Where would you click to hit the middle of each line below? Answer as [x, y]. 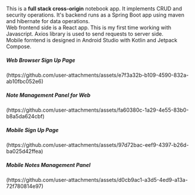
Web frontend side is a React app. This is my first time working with [89, 27]
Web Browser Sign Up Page [41, 60]
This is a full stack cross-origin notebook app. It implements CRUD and [94, 9]
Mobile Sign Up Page [32, 130]
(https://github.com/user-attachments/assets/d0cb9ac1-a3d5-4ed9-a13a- [97, 180]
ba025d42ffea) [25, 151]
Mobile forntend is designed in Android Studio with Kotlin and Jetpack [92, 40]
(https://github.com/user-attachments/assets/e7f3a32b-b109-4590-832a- [97, 75]
